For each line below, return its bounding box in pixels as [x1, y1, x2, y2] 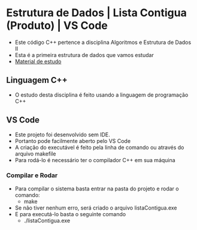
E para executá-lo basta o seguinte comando [14, 210, 126, 217]
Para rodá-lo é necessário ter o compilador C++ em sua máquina [14, 156, 175, 163]
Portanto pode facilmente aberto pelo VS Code [14, 137, 131, 144]
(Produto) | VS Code [6, 19, 108, 32]
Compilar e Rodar [6, 171, 58, 180]
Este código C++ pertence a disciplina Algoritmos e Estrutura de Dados [14, 38, 192, 46]
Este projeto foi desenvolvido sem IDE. [14, 131, 110, 138]
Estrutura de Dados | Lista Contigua [6, 6, 187, 20]
